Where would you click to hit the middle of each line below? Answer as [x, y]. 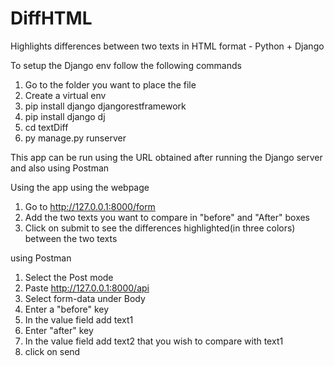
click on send [52, 351]
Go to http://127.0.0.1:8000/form [90, 206]
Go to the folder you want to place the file [110, 84]
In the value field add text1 [79, 319]
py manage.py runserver [75, 138]
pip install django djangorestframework [105, 106]
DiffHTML [51, 18]
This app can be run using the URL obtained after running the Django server [166, 157]
